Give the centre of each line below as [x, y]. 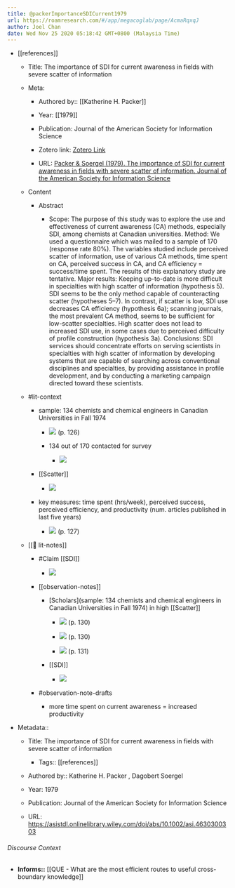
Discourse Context [34, 847]
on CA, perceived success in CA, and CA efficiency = [126, 264]
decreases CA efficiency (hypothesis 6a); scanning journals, [136, 309]
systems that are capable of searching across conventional [134, 361]
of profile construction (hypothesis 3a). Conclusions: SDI [131, 338]
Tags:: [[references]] [68, 762]
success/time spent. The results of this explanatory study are [137, 272]
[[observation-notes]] [70, 587]
